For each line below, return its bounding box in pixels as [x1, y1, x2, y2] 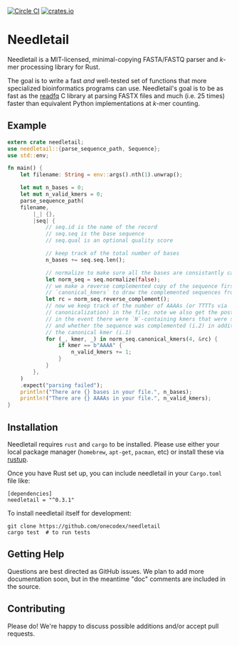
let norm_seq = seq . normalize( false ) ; [45, 276, 161, 283]
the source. [7, 582, 41, 590]
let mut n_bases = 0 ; [20, 184, 84, 191]
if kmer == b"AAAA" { [58, 342, 122, 349]
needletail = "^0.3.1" [7, 496, 75, 503]
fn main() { [7, 164, 43, 172]
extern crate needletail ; [7, 139, 84, 146]
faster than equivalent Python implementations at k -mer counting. [7, 99, 201, 107]
